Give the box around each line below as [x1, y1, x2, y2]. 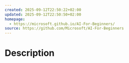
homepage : [5, 16, 26, 21]
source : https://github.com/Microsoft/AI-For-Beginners [5, 26, 124, 31]
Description [5, 47, 55, 59]
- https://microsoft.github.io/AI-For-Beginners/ [9, 21, 115, 26]
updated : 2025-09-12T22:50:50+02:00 [5, 12, 81, 17]
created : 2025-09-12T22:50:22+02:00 [5, 7, 81, 12]
